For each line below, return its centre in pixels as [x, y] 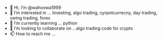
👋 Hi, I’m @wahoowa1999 [35, 8]
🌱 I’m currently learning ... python [43, 23]
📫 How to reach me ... [32, 34]
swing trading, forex [30, 18]
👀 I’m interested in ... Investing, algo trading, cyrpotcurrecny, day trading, [83, 13]
